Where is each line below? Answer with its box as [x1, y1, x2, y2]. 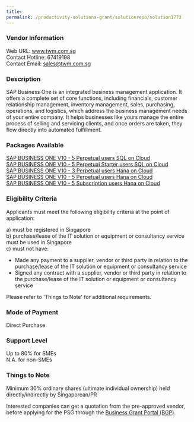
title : [6, 8, 23, 15]
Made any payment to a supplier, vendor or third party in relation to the [14, 256, 188, 263]
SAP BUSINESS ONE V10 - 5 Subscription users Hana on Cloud [6, 179, 160, 187]
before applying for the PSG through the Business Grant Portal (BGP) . [6, 408, 176, 416]
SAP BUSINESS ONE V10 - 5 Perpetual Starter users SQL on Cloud [6, 161, 168, 168]
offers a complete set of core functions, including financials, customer [6, 95, 178, 102]
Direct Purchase [6, 322, 46, 329]
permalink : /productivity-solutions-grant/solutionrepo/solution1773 [6, 14, 182, 20]
